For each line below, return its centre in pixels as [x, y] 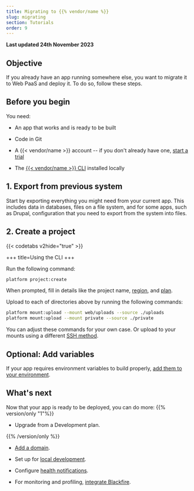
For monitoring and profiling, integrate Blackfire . [73, 482]
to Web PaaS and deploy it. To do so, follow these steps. [74, 83]
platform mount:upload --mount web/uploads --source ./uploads [85, 313]
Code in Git [28, 139]
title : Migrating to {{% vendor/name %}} [58, 11]
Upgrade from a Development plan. [57, 425]
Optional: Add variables [50, 354]
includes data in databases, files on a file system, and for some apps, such [96, 207]
